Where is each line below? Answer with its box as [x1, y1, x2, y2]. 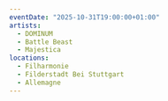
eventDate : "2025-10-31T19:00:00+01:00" [9, 12, 161, 22]
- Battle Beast [17, 37, 73, 47]
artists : [9, 21, 42, 30]
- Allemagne [17, 78, 62, 87]
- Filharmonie [17, 62, 69, 71]
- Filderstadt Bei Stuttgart [17, 70, 125, 79]
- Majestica [17, 46, 62, 54]
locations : [9, 54, 50, 62]
